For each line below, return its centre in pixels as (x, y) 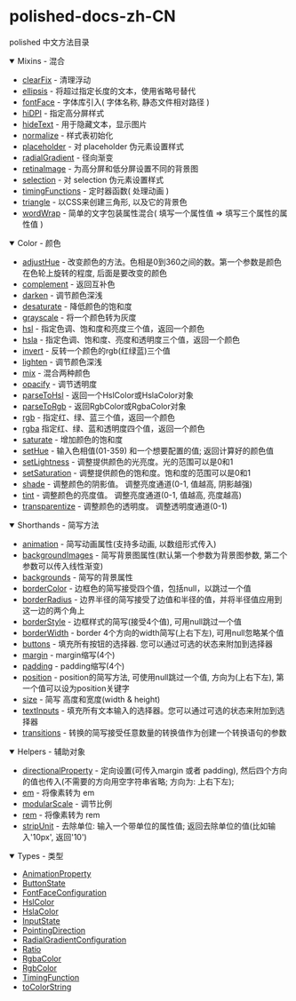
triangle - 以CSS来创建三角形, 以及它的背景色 (104, 202)
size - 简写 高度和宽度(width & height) (91, 699)
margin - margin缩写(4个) (68, 655)
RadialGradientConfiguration (74, 940)
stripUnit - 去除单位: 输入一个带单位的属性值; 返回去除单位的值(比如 (145, 826)
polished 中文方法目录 (50, 42)
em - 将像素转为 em (58, 792)
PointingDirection (54, 930)
